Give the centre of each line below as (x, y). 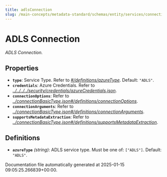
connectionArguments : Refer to (43, 107)
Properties (22, 68)
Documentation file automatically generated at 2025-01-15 (65, 165)
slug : (11, 14)
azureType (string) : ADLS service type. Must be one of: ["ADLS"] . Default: (87, 150)
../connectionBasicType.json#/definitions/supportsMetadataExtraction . (85, 122)
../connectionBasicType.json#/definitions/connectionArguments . (78, 112)
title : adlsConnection (29, 10)
